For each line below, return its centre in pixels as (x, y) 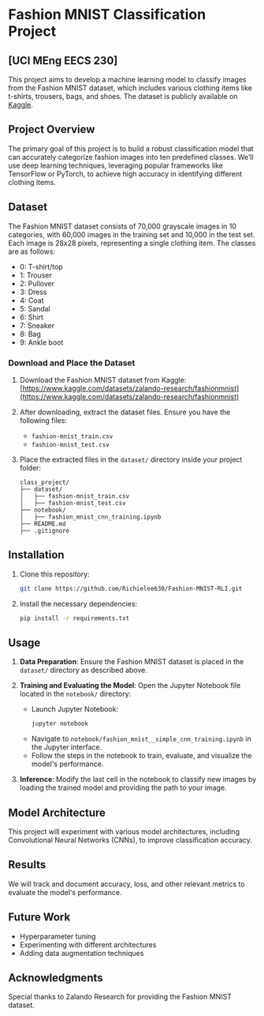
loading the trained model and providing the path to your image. (123, 787)
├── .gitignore (45, 531)
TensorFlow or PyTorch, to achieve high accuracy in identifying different (125, 174)
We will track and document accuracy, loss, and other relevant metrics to (127, 884)
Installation (36, 555)
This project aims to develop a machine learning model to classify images (127, 79)
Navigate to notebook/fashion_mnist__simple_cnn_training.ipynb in (141, 739)
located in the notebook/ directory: (75, 694)
